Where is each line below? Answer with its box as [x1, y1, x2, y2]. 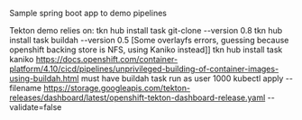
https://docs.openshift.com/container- [35, 54, 178, 64]
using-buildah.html [9, 73, 79, 84]
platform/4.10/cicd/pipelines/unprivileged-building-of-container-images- [9, 63, 279, 74]
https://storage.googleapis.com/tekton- [43, 83, 191, 93]
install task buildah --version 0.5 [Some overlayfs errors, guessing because [9, 35, 289, 45]
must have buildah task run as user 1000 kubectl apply [80, 73, 284, 84]
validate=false [9, 102, 62, 112]
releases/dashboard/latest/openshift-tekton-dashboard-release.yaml [9, 92, 266, 103]
